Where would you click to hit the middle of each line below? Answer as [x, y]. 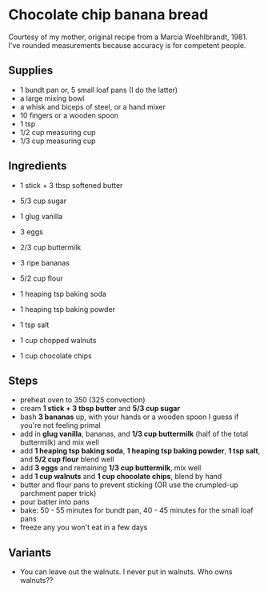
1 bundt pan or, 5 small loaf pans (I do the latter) [99, 90]
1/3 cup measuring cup [58, 141]
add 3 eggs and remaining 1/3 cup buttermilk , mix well [110, 468]
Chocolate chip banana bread [108, 15]
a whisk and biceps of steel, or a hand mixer [93, 106]
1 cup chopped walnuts [58, 340]
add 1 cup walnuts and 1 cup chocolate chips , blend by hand [121, 477]
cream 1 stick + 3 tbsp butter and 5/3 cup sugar [100, 409]
